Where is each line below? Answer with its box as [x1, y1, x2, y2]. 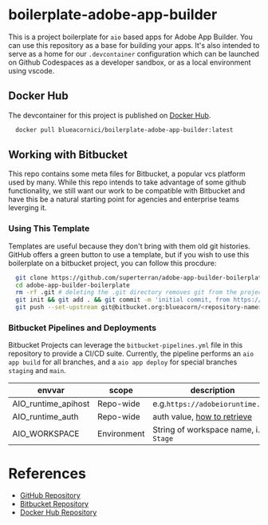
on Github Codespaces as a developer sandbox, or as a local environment [8, 58, 251, 67]
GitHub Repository [19, 491, 81, 500]
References [8, 464, 86, 483]
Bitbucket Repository [19, 499, 89, 509]
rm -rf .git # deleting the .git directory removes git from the [15, 288, 238, 296]
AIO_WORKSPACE [12, 428, 80, 439]
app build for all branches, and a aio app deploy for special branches [8, 357, 238, 367]
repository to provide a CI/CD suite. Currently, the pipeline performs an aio [8, 349, 254, 359]
